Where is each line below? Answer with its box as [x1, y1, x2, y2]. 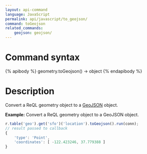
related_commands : [5, 26, 43, 31]
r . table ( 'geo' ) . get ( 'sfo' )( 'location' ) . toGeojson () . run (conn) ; [5, 121, 139, 126]
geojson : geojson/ [14, 30, 52, 35]
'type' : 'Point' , [14, 135, 50, 140]
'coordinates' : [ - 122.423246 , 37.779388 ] [14, 140, 106, 145]
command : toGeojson [5, 21, 46, 26]
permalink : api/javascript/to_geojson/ [5, 16, 88, 21]
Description [5, 85, 55, 97]
